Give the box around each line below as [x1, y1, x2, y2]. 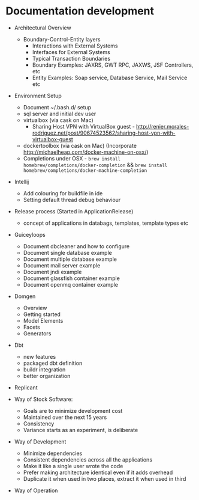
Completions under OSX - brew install [23, 154, 121, 162]
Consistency [23, 419, 55, 427]
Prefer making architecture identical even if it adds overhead [23, 469, 173, 476]
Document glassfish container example [23, 275, 120, 282]
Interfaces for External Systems [32, 48, 110, 55]
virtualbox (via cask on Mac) [23, 116, 94, 124]
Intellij [14, 178, 29, 185]
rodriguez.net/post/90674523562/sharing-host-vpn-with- [32, 129, 176, 136]
